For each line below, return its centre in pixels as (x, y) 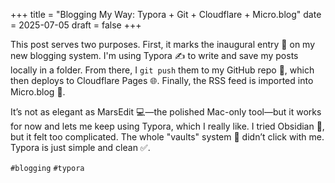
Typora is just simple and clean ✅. (80, 147)
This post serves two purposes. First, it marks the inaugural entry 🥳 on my (163, 44)
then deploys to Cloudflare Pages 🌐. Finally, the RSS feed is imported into (162, 80)
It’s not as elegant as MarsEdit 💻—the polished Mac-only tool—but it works (166, 112)
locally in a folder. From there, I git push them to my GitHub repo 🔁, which (162, 70)
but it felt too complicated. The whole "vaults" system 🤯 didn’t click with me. (167, 137)
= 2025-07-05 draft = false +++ (76, 25)
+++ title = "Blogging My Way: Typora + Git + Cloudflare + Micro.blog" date (166, 14)
